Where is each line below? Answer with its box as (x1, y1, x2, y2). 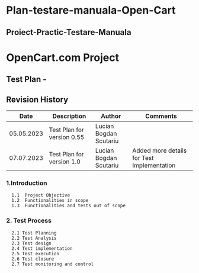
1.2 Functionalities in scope (11, 198, 89, 204)
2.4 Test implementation (11, 245, 73, 252)
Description (52, 112, 86, 120)
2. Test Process (6, 217, 52, 225)
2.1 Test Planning (11, 230, 57, 236)
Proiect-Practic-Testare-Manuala (6, 27, 131, 37)
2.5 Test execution (11, 250, 60, 256)
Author (100, 112, 121, 120)
